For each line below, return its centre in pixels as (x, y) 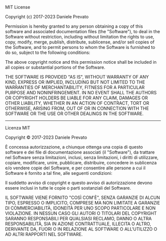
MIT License (18, 7)
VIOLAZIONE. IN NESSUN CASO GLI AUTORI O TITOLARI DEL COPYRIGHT (81, 213)
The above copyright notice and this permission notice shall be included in (81, 62)
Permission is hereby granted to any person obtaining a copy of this (74, 26)
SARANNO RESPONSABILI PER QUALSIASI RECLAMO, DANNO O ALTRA (79, 219)
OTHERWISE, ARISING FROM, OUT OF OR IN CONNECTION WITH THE (77, 108)
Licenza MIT (18, 128)
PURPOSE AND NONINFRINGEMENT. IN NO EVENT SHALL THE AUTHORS (81, 93)
